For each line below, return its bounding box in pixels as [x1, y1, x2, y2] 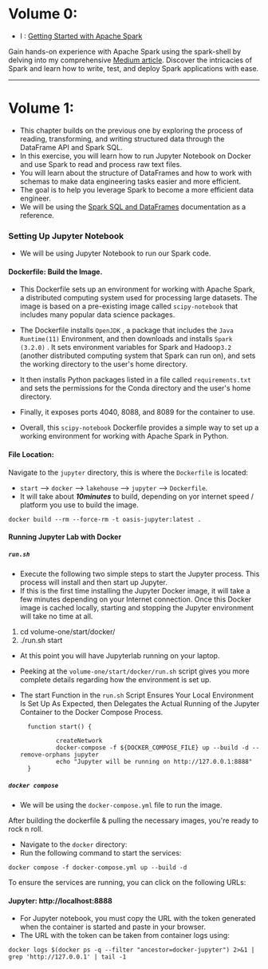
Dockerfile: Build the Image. [8, 267, 103, 276]
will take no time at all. [19, 612, 93, 622]
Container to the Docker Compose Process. [19, 708, 164, 717]
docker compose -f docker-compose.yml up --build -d [8, 864, 187, 872]
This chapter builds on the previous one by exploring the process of [19, 125, 243, 135]
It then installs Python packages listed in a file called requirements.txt [19, 375, 251, 384]
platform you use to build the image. [19, 500, 139, 510]
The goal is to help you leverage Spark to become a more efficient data [19, 185, 254, 194]
